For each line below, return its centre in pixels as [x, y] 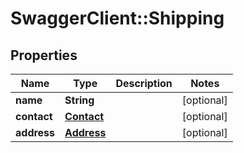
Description [144, 83]
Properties [44, 55]
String [79, 100]
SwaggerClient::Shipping [117, 18]
